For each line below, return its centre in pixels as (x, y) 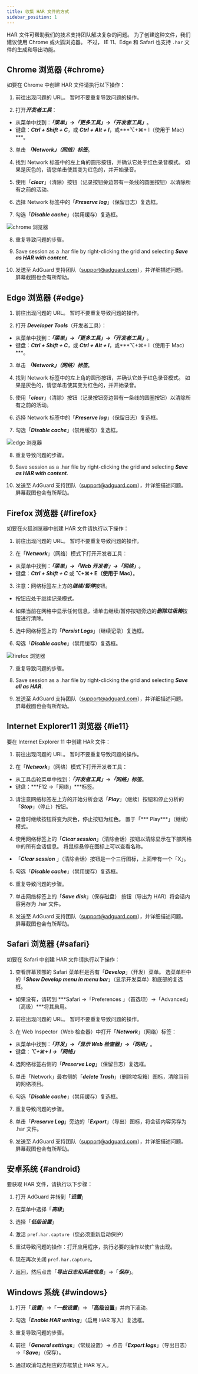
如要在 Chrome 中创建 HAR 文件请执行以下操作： (66, 85)
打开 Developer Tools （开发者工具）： (61, 325)
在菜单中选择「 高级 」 (41, 1210)
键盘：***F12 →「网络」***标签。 (56, 786)
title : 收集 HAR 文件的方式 (38, 11)
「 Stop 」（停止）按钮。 (43, 806)
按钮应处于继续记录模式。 (46, 598)
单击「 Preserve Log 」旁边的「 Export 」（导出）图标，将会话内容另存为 (101, 1121)
